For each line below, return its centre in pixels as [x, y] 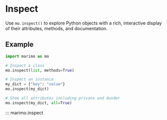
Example [19, 45]
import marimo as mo [27, 56]
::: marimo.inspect [24, 112]
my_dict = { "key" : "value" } [35, 84]
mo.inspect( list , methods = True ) [40, 70]
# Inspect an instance [29, 80]
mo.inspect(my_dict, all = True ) [39, 103]
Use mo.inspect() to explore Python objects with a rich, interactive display [84, 23]
